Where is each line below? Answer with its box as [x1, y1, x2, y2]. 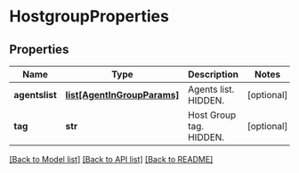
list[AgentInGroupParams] [65, 89, 180, 101]
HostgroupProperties [9, 6, 169, 27]
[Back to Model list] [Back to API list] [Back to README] [9, 154, 214, 164]
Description [188, 69, 238, 80]
